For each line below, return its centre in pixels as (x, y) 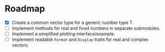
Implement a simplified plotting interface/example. (63, 34)
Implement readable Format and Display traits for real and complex (80, 39)
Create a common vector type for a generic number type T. (73, 22)
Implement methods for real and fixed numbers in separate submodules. (86, 28)
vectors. (20, 45)
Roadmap (25, 9)
